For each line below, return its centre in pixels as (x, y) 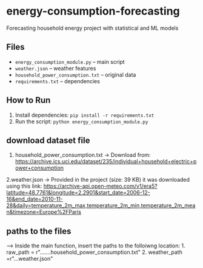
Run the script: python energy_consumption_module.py (82, 121)
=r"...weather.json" (30, 259)
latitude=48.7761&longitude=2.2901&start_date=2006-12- (78, 193)
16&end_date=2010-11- (35, 199)
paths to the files (39, 231)
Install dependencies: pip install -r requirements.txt (85, 115)
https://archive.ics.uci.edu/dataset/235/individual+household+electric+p (106, 162)
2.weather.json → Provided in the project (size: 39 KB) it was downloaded (98, 180)
